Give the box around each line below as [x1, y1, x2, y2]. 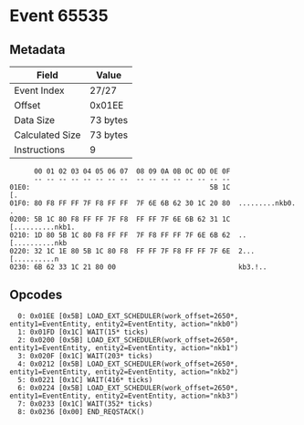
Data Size [14, 114, 56, 126]
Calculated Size [14, 129, 81, 141]
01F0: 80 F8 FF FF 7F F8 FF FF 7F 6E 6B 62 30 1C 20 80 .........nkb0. [9, 199, 297, 208]
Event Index [14, 84, 65, 97]
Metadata [9, 42, 66, 57]
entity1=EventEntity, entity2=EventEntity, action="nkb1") [9, 343, 239, 352]
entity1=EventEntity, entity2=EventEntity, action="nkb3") [9, 391, 239, 400]
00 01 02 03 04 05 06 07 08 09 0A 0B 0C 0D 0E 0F [33, 167, 231, 176]
